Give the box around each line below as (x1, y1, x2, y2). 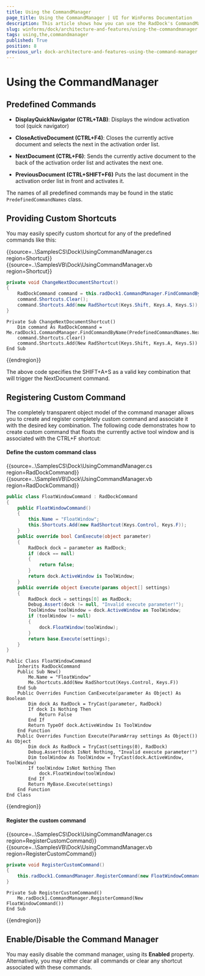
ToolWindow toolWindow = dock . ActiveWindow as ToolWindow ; (28, 607, 182, 614)
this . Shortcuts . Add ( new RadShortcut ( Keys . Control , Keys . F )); (28, 522, 187, 528)
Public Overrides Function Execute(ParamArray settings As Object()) (17, 733, 198, 739)
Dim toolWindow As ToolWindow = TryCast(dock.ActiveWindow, (28, 754, 184, 761)
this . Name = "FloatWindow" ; (28, 516, 99, 523)
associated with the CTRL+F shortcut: (6, 434, 101, 442)
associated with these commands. (6, 963, 93, 970)
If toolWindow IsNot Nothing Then (28, 766, 116, 772)
